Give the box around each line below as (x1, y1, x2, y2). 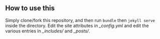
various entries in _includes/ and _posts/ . (5, 27, 91, 34)
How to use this (5, 4, 55, 12)
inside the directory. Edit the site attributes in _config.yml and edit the (5, 22, 149, 28)
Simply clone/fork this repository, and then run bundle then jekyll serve (5, 17, 155, 23)
